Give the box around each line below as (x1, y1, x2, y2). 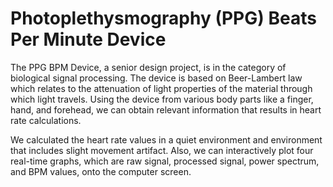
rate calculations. (10, 114, 82, 126)
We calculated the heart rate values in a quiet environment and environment (10, 133, 323, 146)
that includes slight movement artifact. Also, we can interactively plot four (10, 144, 314, 156)
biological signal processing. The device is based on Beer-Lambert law (10, 72, 303, 84)
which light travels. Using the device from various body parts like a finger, (10, 93, 314, 105)
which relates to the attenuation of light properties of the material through (10, 82, 313, 94)
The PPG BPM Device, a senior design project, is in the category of (10, 61, 287, 73)
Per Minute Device (10, 28, 167, 51)
